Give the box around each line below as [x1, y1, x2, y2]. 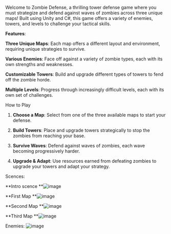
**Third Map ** [5, 213, 38, 219]
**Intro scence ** [5, 183, 44, 189]
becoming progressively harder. [12, 148, 80, 154]
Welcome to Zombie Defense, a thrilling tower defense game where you [5, 5, 157, 10]
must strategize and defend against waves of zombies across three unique [5, 10, 163, 16]
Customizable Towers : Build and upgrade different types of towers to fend [5, 71, 164, 77]
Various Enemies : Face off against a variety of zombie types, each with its [5, 56, 163, 62]
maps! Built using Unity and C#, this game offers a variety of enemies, [5, 15, 153, 21]
